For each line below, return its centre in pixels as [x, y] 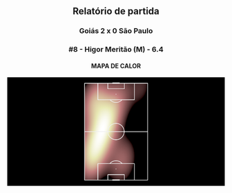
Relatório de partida [116, 11]
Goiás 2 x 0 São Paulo [116, 31]
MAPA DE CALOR [116, 65]
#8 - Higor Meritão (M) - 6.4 [116, 50]
